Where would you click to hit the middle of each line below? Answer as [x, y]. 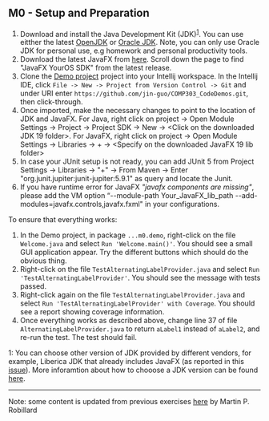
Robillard [23, 410]
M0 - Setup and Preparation [79, 13]
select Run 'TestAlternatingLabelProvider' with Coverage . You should [137, 303]
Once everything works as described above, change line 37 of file [128, 321]
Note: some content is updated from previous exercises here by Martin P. [129, 402]
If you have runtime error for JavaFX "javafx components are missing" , [137, 187]
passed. [33, 286]
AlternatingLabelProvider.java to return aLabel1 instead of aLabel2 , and [140, 329]
